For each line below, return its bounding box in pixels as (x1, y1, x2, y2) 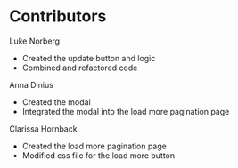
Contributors (9, 6, 107, 27)
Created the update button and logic (21, 52, 156, 63)
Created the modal (21, 96, 91, 108)
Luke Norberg (9, 36, 61, 46)
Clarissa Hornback (9, 123, 78, 134)
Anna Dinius (9, 79, 53, 90)
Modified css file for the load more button (21, 149, 176, 161)
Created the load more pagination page (21, 140, 167, 151)
